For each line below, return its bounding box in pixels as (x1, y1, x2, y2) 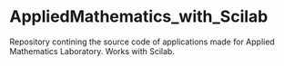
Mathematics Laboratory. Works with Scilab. (9, 45, 176, 56)
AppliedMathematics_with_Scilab (9, 6, 269, 27)
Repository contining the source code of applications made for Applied (9, 36, 275, 47)
